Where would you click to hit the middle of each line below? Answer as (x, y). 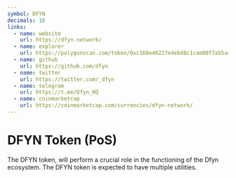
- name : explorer (39, 46)
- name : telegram (39, 86)
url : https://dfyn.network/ (61, 40)
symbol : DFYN (26, 14)
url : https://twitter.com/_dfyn (67, 79)
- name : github (36, 60)
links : (17, 27)
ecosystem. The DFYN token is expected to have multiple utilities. (102, 167)
